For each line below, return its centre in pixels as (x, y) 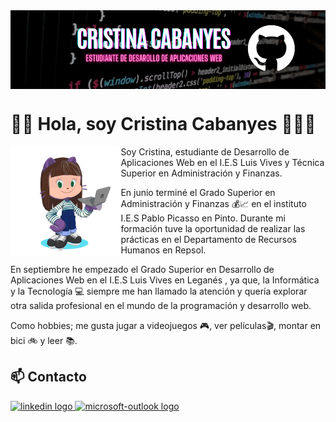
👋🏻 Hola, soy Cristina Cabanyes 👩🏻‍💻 (163, 124)
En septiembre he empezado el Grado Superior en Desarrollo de (142, 269)
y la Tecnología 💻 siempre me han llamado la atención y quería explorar (159, 291)
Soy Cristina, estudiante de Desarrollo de (205, 151)
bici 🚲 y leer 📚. (44, 340)
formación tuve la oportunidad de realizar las (213, 228)
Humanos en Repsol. (163, 250)
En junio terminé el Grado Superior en (198, 192)
